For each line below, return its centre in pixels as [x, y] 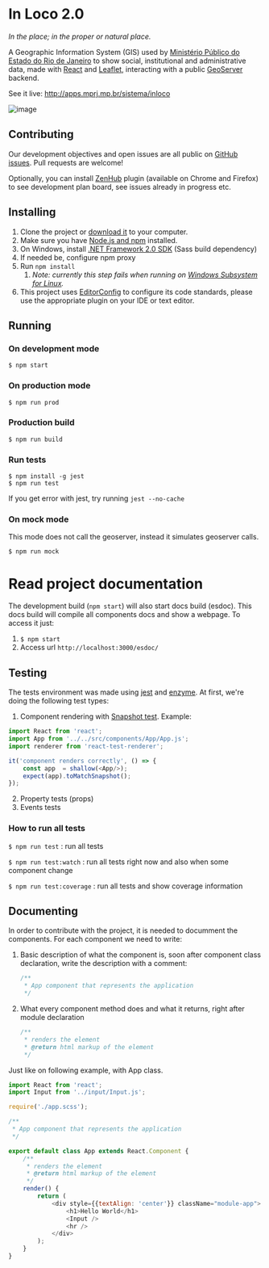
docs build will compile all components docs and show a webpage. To [124, 615]
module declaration [52, 1018]
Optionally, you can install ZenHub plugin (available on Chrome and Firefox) [134, 178]
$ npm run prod [34, 402]
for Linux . [48, 283]
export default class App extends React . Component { [99, 1151]
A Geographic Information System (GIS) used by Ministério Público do [124, 52]
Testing [28, 672]
